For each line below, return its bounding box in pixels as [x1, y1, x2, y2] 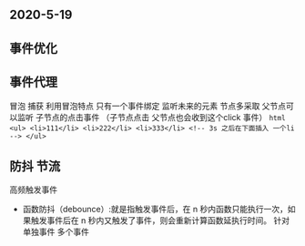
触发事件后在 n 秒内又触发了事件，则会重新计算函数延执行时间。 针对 [30, 215, 290, 226]
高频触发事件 [9, 184, 57, 195]
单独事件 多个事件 [22, 227, 89, 238]
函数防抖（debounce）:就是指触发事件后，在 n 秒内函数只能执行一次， [22, 204, 289, 215]
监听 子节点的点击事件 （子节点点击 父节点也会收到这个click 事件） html [16, 111, 286, 122]
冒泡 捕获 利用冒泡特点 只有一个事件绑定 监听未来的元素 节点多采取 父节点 [9, 100, 287, 111]
